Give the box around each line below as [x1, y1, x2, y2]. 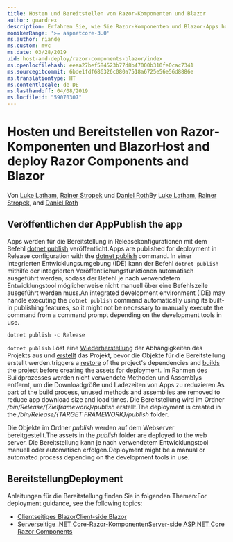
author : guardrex [7, 17, 58, 24]
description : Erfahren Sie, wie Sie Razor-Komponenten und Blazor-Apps [7, 23, 218, 30]
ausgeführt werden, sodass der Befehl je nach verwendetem [7, 273, 180, 282]
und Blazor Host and [93, 139, 210, 155]
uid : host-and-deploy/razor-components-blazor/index [7, 56, 163, 62]
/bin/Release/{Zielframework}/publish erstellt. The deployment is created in [7, 403, 221, 411]
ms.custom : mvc [7, 42, 51, 49]
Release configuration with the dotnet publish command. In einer [7, 251, 192, 260]
